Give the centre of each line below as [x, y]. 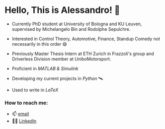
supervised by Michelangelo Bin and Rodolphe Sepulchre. [71, 29]
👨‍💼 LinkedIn [24, 121]
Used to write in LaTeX [35, 90]
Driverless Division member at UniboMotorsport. [61, 59]
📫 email [20, 114]
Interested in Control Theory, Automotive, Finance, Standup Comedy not [86, 39]
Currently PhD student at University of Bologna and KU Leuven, [77, 24]
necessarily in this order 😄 [40, 44]
